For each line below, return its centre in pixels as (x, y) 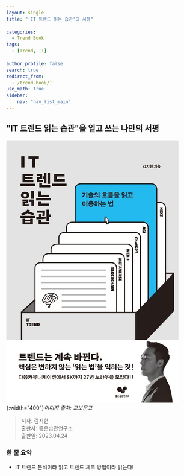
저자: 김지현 (35, 420)
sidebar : (17, 96)
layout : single (25, 13)
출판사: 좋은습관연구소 (47, 428)
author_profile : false (35, 63)
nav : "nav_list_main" (44, 102)
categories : (21, 32)
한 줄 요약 (19, 452)
